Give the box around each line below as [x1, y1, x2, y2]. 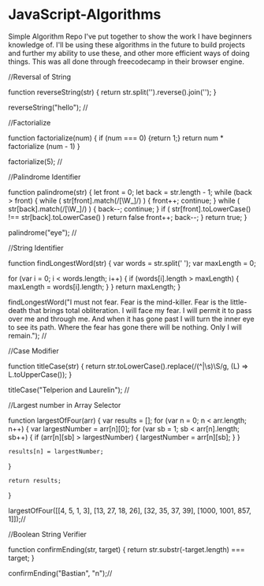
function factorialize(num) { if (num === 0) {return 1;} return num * [8, 133, 225, 143]
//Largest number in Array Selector [8, 400, 121, 409]
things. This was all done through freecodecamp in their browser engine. [8, 57, 244, 66]
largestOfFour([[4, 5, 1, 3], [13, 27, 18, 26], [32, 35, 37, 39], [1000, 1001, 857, [8, 506, 251, 515]
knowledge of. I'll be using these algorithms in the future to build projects [8, 39, 246, 49]
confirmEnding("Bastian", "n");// [8, 568, 113, 577]
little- [229, 297, 247, 307]
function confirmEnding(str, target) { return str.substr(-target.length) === [8, 544, 246, 554]
